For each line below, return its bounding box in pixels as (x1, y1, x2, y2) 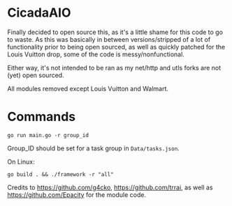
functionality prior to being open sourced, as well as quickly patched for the (7, 42, 226, 51)
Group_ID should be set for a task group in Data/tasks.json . (7, 144, 180, 152)
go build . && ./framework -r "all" (7, 171, 114, 178)
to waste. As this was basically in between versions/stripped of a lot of (7, 35, 211, 43)
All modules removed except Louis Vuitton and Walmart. (7, 84, 169, 93)
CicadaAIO (7, 5, 71, 21)
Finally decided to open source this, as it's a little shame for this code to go (7, 28, 224, 36)
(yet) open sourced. (7, 71, 64, 79)
